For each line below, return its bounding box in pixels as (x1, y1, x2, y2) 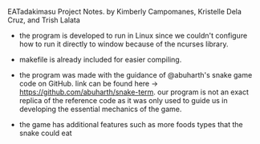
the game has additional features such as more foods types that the (18, 120, 243, 129)
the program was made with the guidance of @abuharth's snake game (18, 70, 253, 79)
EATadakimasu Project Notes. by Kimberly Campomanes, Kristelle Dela (7, 7, 242, 16)
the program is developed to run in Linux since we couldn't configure (18, 31, 248, 40)
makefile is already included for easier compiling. (18, 55, 182, 64)
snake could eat (18, 128, 73, 138)
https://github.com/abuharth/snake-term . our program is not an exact (18, 87, 250, 97)
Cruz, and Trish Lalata (7, 15, 81, 25)
